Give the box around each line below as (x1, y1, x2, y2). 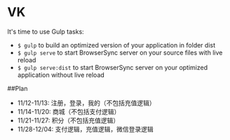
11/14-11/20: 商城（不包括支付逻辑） (17, 107, 121, 115)
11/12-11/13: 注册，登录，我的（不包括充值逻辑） (17, 99, 156, 107)
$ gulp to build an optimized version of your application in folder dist (17, 41, 216, 49)
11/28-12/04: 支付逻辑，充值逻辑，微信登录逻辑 (17, 125, 154, 133)
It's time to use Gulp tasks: (7, 27, 84, 36)
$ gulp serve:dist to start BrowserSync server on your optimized (17, 63, 208, 71)
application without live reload (17, 71, 105, 79)
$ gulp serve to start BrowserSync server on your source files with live (17, 48, 223, 57)
